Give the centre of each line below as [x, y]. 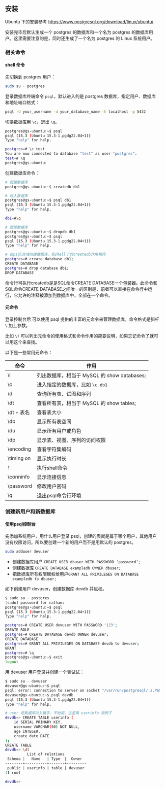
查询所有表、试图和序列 [64, 394]
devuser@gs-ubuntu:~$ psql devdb [39, 695]
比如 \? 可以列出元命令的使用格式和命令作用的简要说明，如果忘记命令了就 [80, 336]
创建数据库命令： [22, 173]
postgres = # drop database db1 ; [37, 268]
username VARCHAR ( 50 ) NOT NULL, [47, 727]
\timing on [19, 458]
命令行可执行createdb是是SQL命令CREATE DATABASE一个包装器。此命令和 [81, 283]
